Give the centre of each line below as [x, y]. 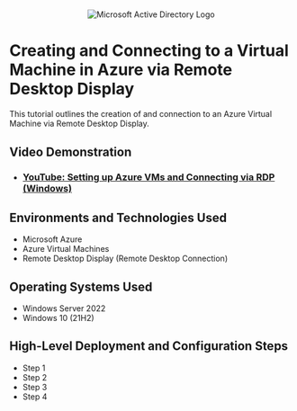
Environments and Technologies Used [118, 217]
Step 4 [35, 397]
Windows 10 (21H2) [58, 318]
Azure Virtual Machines [66, 249]
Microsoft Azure [52, 239]
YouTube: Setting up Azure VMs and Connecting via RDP [148, 177]
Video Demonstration [71, 152]
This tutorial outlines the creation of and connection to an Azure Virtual [141, 114]
